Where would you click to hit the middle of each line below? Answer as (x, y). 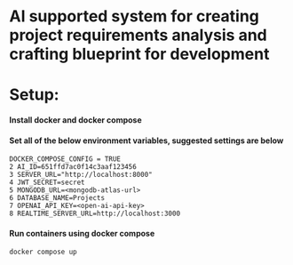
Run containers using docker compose (82, 233)
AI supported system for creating (135, 16)
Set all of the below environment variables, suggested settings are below (146, 141)
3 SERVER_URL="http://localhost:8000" (81, 175)
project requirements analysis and (139, 35)
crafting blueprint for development (139, 54)
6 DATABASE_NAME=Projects (57, 198)
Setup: (34, 95)
